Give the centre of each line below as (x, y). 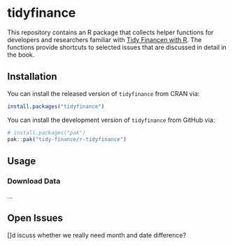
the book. (21, 55)
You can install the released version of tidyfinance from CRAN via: (104, 93)
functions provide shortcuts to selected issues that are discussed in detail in (117, 47)
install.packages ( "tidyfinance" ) (56, 107)
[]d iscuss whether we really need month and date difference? (97, 235)
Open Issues (35, 218)
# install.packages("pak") (47, 132)
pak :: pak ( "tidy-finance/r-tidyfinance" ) (67, 139)
